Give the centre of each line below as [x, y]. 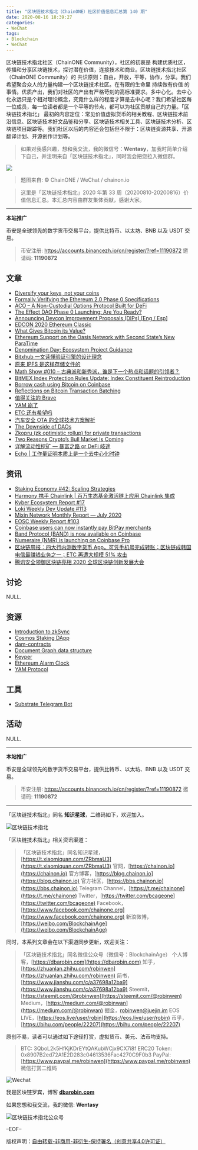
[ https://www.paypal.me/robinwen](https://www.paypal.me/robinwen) [105, 1061]
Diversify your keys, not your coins [57, 293]
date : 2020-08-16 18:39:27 [39, 17]
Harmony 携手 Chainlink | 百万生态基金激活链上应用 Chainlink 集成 [95, 495]
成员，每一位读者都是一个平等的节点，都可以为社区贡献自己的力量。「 [100, 107]
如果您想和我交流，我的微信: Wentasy [52, 1104]
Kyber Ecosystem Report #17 [50, 502]
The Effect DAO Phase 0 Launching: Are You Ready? [78, 312]
